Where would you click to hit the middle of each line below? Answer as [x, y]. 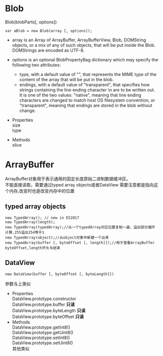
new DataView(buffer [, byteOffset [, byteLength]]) [60, 274]
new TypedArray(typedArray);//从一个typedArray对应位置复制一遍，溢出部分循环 [80, 227]
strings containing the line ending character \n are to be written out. [87, 90]
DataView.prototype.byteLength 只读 [49, 310]
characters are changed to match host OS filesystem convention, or [87, 100]
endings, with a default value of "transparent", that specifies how [84, 84]
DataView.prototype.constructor [44, 299]
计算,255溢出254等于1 [25, 232]
